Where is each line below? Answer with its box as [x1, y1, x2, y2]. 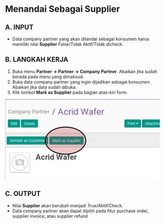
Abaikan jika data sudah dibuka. [12, 84, 77, 90]
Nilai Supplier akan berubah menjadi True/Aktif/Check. [12, 202, 124, 208]
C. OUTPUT [5, 190, 41, 198]
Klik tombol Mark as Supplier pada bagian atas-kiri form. [12, 89, 128, 95]
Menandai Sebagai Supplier [5, 3, 120, 15]
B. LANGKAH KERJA [5, 56, 69, 64]
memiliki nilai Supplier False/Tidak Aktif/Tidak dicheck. [12, 41, 124, 47]
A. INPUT [5, 23, 33, 31]
